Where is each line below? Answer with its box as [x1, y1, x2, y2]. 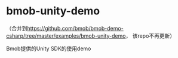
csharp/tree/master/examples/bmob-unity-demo [6, 32, 126, 39]
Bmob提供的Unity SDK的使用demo [6, 45, 91, 52]
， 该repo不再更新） [125, 32, 176, 39]
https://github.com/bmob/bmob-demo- [27, 25, 124, 32]
